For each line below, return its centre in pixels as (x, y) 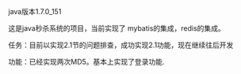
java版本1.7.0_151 (35, 11)
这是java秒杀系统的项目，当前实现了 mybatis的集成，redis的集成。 (117, 28)
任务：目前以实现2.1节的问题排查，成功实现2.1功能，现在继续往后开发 (121, 45)
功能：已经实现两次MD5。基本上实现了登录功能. (86, 62)
